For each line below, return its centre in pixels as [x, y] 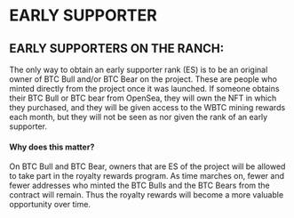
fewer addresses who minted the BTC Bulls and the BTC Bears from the [139, 186]
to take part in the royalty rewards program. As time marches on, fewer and [147, 176]
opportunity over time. [50, 205]
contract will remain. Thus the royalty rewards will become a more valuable [147, 195]
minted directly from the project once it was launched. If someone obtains [144, 89]
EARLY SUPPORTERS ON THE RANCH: [117, 48]
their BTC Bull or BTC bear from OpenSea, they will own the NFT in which [143, 98]
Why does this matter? [52, 147]
